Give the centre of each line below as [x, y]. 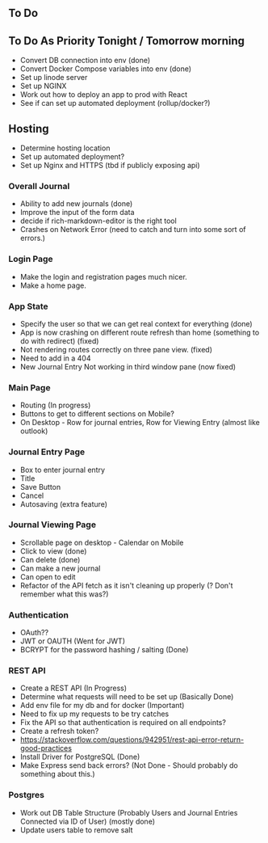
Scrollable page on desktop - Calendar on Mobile [102, 542]
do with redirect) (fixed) [59, 341]
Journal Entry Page [47, 452]
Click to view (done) [53, 551]
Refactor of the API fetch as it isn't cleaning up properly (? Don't [126, 585]
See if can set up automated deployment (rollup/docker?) [115, 103]
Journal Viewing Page [52, 525]
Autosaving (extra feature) [63, 504]
